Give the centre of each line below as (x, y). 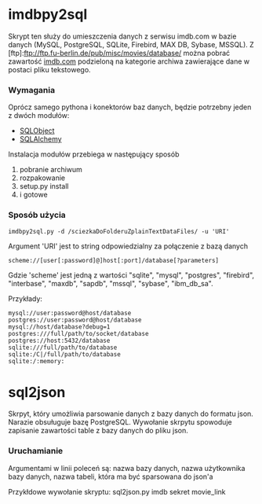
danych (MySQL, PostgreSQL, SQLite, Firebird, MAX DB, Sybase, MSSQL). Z (131, 44)
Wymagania (32, 90)
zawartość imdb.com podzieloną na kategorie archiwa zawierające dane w (129, 61)
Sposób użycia (37, 215)
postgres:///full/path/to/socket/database (78, 333)
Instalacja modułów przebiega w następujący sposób (94, 154)
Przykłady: (25, 298)
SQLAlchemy (40, 139)
